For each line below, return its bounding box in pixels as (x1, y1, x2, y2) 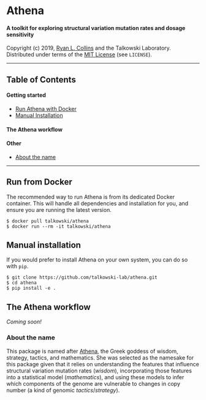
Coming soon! (6, 318, 42, 325)
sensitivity (6, 31, 34, 38)
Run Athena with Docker (15, 105, 77, 112)
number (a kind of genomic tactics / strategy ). (6, 387, 120, 394)
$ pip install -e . (6, 285, 56, 292)
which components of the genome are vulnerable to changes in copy (6, 380, 181, 387)
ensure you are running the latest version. (6, 206, 112, 213)
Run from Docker (6, 177, 72, 187)
